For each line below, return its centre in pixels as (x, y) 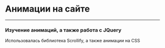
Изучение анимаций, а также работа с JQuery (63, 30)
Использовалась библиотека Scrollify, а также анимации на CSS (73, 41)
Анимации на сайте (47, 9)
